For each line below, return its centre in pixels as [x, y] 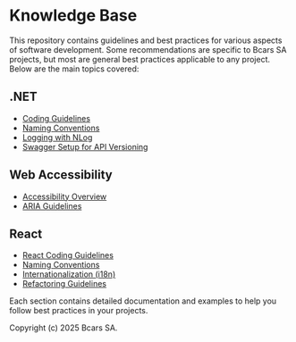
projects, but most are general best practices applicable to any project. [140, 59]
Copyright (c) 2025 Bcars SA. [63, 328]
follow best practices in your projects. [79, 311]
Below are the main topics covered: [74, 69]
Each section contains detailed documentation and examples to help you [143, 301]
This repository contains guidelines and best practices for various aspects [146, 40]
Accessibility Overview [64, 196]
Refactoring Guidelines [64, 284]
